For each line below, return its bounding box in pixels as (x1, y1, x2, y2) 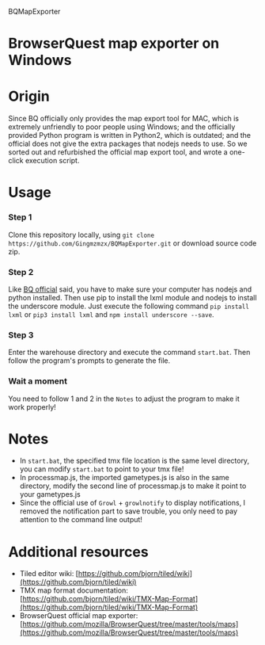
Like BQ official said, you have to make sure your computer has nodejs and (8, 284, 252, 294)
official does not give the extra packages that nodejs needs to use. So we (8, 139, 248, 149)
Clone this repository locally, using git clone (8, 230, 155, 239)
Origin (8, 87, 50, 105)
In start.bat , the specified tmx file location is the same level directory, (19, 456, 250, 466)
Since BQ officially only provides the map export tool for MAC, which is (8, 114, 240, 124)
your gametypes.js (19, 490, 81, 499)
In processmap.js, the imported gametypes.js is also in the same (19, 473, 229, 483)
